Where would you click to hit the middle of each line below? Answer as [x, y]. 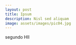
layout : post [18, 10]
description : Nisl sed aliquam [37, 19]
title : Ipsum [18, 14]
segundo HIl [17, 37]
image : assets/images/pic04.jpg [38, 23]
